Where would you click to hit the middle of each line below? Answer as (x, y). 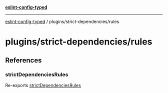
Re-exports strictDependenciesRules (43, 85)
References (23, 60)
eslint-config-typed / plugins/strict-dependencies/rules (62, 21)
